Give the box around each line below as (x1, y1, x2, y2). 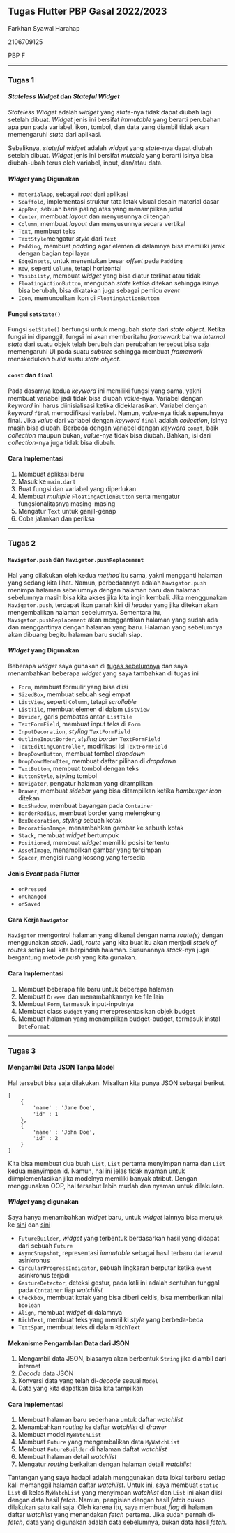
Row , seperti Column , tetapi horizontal (17, 264, 122, 273)
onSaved (17, 901, 40, 908)
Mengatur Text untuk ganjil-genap (17, 507, 116, 515)
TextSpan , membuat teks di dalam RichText (17, 1323, 141, 1331)
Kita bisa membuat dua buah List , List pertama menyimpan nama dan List (8, 1159, 226, 1167)
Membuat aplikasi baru (17, 470, 84, 478)
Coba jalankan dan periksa (17, 514, 95, 523)
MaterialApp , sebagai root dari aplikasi (17, 190, 128, 198)
